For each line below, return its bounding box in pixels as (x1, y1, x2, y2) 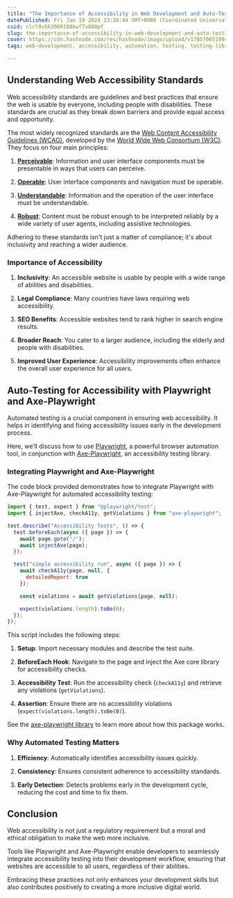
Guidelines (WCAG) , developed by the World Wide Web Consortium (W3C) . (7, 136, 223, 144)
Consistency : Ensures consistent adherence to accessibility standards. (17, 767, 221, 776)
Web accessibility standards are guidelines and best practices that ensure (7, 93, 218, 101)
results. (17, 323, 40, 331)
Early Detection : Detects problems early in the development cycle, (17, 780, 208, 789)
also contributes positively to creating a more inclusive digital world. (7, 883, 202, 891)
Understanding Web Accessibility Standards (7, 74, 204, 86)
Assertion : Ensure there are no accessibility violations (17, 700, 173, 708)
